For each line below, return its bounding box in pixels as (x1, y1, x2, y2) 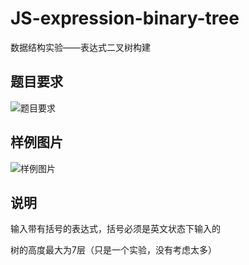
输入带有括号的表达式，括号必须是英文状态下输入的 (10, 223, 221, 235)
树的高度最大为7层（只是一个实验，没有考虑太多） (10, 244, 217, 256)
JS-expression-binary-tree (10, 7, 240, 30)
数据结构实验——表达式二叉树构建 (10, 41, 151, 53)
